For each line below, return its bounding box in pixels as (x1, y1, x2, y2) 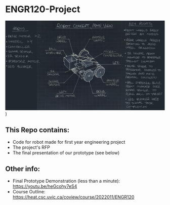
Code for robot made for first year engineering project (12, 139, 125, 145)
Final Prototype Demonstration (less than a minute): (12, 178, 120, 184)
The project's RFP (12, 144, 51, 150)
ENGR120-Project (5, 4, 80, 15)
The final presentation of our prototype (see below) (12, 150, 120, 156)
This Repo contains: (5, 126, 70, 134)
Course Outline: (12, 189, 46, 195)
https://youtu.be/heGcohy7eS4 (12, 183, 77, 189)
